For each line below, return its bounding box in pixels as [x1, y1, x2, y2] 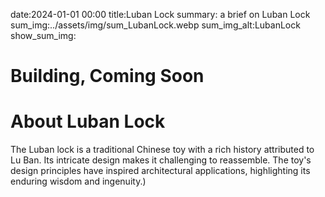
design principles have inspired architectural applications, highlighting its [10, 165, 311, 177]
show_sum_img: [10, 30, 77, 41]
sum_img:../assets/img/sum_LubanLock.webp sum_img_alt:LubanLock [10, 19, 301, 31]
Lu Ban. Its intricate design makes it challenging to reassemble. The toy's [10, 154, 312, 166]
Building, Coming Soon [10, 65, 205, 88]
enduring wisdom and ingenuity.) [10, 175, 147, 188]
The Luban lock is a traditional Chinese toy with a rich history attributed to [10, 144, 315, 156]
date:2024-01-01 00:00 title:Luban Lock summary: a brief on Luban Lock [10, 9, 311, 20]
